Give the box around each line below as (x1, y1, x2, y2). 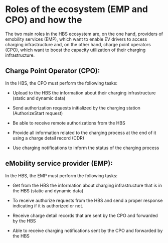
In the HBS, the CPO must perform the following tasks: (5, 80, 118, 86)
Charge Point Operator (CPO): (5, 67, 100, 75)
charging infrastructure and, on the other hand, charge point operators (5, 41, 151, 47)
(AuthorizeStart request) (12, 110, 63, 116)
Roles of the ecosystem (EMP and (5, 4, 148, 15)
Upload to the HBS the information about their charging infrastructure (12, 89, 156, 96)
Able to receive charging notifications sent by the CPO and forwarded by (12, 227, 163, 233)
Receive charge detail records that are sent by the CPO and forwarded (12, 212, 158, 218)
